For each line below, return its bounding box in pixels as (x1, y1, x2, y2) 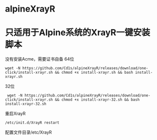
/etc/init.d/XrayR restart (5, 120, 60, 125)
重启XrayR (5, 110, 26, 117)
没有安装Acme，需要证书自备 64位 (5, 56, 74, 62)
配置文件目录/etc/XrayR (5, 129, 52, 135)
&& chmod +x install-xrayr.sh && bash (55, 70, 133, 75)
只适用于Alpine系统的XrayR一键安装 (5, 27, 150, 38)
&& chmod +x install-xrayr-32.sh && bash (55, 97, 140, 102)
